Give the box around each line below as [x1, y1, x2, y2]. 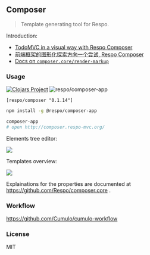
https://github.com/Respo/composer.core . [6, 186, 111, 194]
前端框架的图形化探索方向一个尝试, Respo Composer [14, 51, 144, 58]
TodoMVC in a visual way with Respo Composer [14, 43, 133, 51]
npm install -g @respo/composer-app [6, 108, 97, 114]
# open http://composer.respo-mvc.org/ [6, 124, 105, 130]
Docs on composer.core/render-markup [14, 57, 109, 64]
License [6, 229, 30, 238]
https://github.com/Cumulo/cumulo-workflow [6, 215, 118, 222]
